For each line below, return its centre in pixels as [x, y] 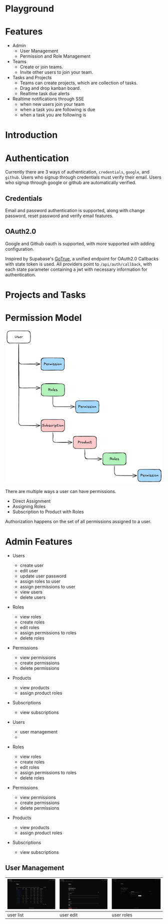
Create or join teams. [41, 67]
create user [32, 565]
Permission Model [43, 318]
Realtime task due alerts [45, 94]
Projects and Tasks [45, 295]
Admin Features [39, 542]
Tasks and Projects [32, 78]
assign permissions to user [48, 586]
